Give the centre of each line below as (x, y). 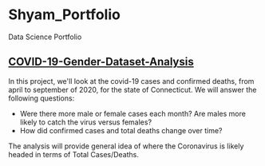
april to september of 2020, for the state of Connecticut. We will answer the (132, 89)
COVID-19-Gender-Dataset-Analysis (101, 62)
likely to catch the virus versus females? (86, 122)
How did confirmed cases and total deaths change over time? (121, 130)
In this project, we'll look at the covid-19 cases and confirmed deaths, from (131, 81)
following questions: (42, 98)
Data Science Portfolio (45, 37)
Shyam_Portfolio (65, 15)
